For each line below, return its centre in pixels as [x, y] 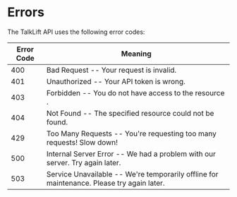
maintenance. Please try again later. [105, 183]
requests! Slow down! [82, 142]
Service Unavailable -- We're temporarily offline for [132, 174]
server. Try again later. [84, 162]
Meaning [136, 54]
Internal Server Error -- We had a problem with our [131, 154]
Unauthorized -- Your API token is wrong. [116, 81]
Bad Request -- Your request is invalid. [111, 70]
